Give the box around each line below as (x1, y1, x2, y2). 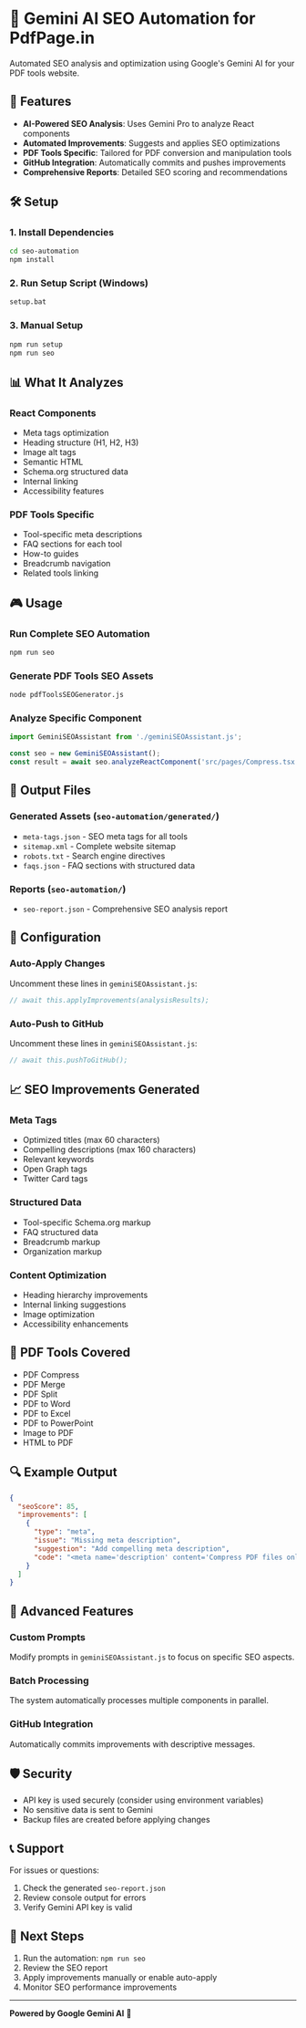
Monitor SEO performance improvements (22, 1981, 178, 1992)
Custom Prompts (9, 1630, 87, 1643)
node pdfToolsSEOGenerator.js (9, 691, 125, 700)
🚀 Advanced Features (9, 1603, 134, 1618)
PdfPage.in (9, 27, 96, 48)
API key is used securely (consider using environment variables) (22, 1794, 264, 1805)
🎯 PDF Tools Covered (9, 1345, 130, 1360)
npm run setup (9, 339, 64, 349)
